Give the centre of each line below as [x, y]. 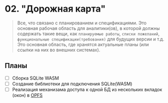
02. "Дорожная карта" [55, 9]
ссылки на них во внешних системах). [59, 50]
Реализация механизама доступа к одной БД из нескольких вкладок [87, 89]
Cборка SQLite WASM [36, 78]
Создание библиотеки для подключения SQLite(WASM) [72, 84]
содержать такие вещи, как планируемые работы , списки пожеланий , [88, 33]
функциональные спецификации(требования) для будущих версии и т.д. [91, 39]
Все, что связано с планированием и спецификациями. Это [82, 23]
